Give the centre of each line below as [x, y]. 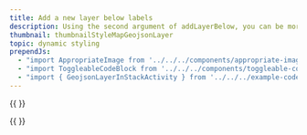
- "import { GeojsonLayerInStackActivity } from [112, 78]
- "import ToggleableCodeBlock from [87, 69]
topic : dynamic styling [55, 43]
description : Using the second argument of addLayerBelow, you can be [147, 26]
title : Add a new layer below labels [81, 18]
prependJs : [30, 52]
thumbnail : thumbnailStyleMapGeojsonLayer [91, 35]
